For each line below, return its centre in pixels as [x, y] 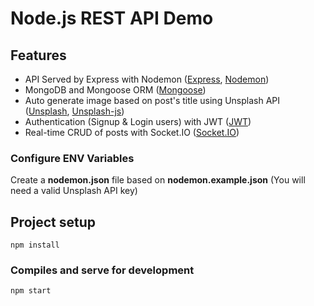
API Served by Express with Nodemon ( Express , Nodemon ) [147, 79]
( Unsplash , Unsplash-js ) [74, 111]
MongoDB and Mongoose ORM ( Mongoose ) [115, 90]
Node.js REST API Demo [112, 18]
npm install [35, 245]
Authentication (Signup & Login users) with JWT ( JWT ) [138, 121]
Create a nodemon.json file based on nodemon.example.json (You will [158, 180]
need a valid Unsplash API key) [74, 191]
